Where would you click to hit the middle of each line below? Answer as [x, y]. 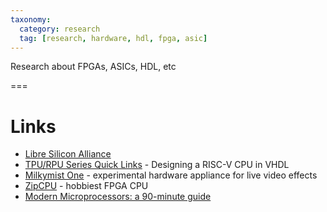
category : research [60, 29]
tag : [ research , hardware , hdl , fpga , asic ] [113, 38]
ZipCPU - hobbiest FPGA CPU [86, 186]
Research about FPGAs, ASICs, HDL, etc [93, 67]
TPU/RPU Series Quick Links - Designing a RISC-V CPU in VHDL [157, 165]
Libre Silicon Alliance [68, 154]
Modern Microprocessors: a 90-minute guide [118, 197]
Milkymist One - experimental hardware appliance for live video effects [171, 175]
